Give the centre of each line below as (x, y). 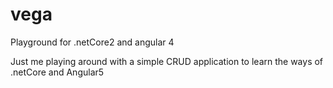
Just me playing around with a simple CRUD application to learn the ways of (167, 61)
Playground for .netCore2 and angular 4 (92, 42)
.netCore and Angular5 (57, 72)
